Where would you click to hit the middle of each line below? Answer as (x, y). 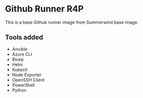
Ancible (20, 49)
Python (19, 90)
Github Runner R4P (44, 9)
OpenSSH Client (28, 80)
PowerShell (23, 85)
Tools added (24, 37)
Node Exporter (27, 75)
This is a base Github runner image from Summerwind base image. (72, 22)
